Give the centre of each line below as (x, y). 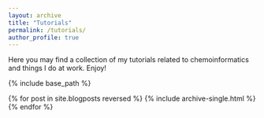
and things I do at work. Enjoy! (57, 68)
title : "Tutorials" (40, 23)
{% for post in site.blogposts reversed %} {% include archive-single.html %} (132, 98)
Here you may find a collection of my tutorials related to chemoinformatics (129, 60)
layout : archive (35, 15)
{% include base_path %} (50, 83)
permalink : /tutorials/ (47, 30)
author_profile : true (44, 37)
